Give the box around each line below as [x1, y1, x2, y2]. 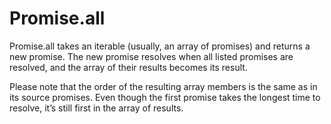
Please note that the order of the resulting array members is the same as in [9, 80, 318, 92]
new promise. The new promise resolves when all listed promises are [9, 50, 294, 62]
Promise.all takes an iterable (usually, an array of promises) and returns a [9, 40, 311, 52]
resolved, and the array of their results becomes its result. [9, 61, 248, 73]
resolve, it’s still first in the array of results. [9, 102, 184, 114]
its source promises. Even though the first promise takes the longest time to [9, 91, 321, 103]
